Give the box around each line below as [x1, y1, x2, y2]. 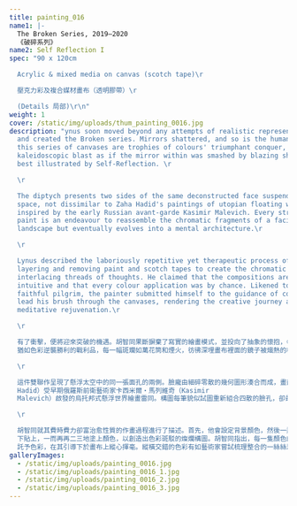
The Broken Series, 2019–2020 [17, 29, 128, 38]
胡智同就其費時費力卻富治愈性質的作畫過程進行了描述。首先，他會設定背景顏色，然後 [17, 426, 280, 435]
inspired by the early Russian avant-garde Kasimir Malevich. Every [17, 208, 275, 217]
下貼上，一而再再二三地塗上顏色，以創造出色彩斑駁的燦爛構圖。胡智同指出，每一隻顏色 [17, 434, 287, 443]
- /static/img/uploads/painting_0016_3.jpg [17, 484, 179, 493]
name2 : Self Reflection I [9, 46, 104, 55]
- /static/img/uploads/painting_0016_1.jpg [17, 467, 179, 476]
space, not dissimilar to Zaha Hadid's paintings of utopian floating [17, 200, 283, 209]
